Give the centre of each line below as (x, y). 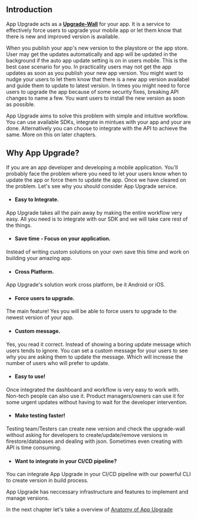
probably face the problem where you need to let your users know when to (97, 173)
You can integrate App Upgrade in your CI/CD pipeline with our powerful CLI (98, 474)
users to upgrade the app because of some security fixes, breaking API (93, 91)
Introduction (29, 10)
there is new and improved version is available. (63, 36)
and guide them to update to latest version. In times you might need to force (98, 86)
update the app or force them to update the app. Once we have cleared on (96, 180)
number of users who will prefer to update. (58, 363)
